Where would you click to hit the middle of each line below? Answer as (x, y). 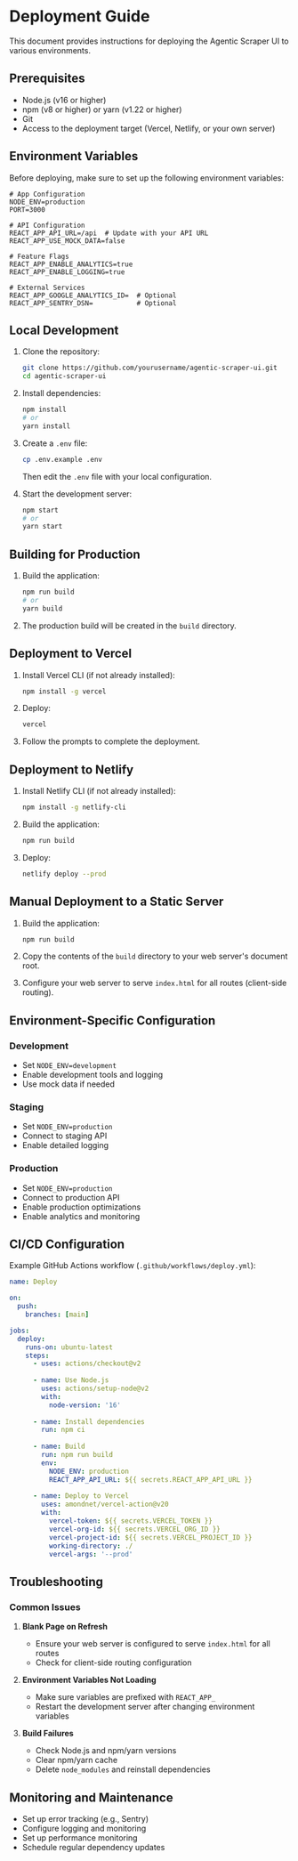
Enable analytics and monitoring (81, 1216)
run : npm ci (64, 1430)
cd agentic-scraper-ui (64, 376)
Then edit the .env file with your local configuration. (117, 476)
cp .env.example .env (62, 459)
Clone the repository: (61, 352)
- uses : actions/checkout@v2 (87, 1363)
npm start (40, 510)
